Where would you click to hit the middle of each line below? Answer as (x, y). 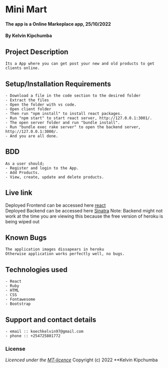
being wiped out (23, 221)
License (15, 348)
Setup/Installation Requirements (58, 84)
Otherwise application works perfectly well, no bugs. (65, 254)
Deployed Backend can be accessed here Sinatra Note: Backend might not (84, 210)
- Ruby (12, 286)
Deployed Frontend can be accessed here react (56, 205)
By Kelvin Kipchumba (29, 36)
